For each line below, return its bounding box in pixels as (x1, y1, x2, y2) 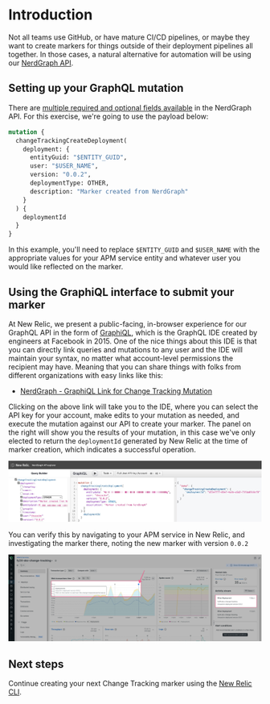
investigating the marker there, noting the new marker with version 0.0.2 (8, 538, 249, 548)
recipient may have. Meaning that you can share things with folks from (8, 361, 241, 372)
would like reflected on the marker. (8, 262, 124, 272)
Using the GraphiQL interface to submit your (8, 285, 235, 299)
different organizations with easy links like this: (8, 370, 163, 380)
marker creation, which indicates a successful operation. (8, 444, 197, 454)
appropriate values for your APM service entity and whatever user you (8, 253, 241, 263)
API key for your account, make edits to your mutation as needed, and (8, 410, 239, 420)
